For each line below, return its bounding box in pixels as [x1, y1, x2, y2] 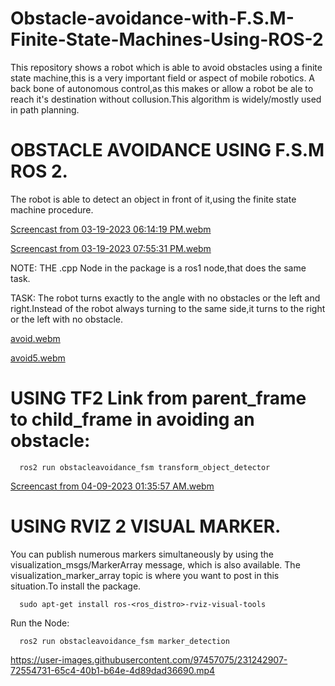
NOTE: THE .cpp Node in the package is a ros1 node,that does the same [10, 262, 307, 274]
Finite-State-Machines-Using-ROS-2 [10, 28, 324, 51]
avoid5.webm [10, 352, 66, 364]
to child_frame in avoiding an [10, 408, 255, 431]
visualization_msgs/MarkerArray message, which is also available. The [10, 558, 301, 571]
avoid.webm [10, 332, 61, 344]
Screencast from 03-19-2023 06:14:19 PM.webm [10, 223, 212, 235]
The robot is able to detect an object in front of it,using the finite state [10, 193, 297, 205]
